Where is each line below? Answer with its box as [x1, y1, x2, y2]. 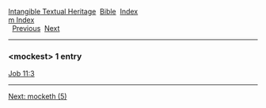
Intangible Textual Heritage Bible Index [8, 7, 139, 16]
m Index [8, 15, 35, 25]
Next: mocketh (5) [8, 91, 67, 102]
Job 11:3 [8, 69, 35, 79]
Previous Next [11, 24, 60, 33]
